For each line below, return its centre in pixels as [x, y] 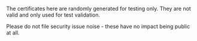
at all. [13, 33]
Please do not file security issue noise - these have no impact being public [98, 26]
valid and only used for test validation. [53, 15]
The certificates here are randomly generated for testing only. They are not [99, 9]
